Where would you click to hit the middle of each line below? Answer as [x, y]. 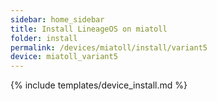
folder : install [44, 38]
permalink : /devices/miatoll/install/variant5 [109, 47]
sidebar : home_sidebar [57, 19]
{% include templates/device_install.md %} [99, 85]
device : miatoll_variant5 [64, 57]
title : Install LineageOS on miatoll [89, 29]
